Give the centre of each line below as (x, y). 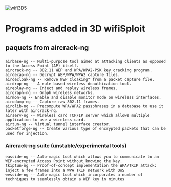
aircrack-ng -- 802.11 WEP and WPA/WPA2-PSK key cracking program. (79, 70)
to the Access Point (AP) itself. (42, 66)
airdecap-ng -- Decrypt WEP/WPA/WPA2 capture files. (63, 74)
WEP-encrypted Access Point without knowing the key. (64, 161)
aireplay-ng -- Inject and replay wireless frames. (61, 88)
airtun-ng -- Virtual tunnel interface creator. (58, 124)
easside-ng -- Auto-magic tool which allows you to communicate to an (82, 157)
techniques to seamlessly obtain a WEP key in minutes (65, 179)
